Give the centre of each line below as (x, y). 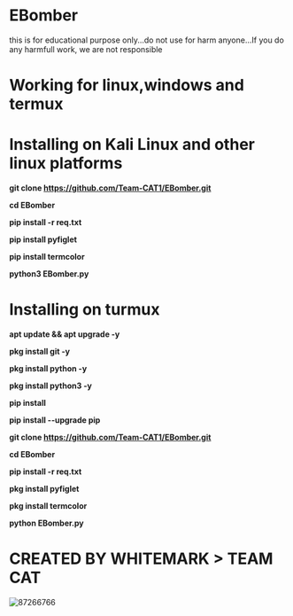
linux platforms (66, 164)
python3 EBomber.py (49, 274)
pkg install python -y (48, 368)
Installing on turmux (85, 310)
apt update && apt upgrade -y (65, 334)
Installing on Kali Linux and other (132, 145)
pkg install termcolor (48, 506)
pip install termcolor (47, 257)
